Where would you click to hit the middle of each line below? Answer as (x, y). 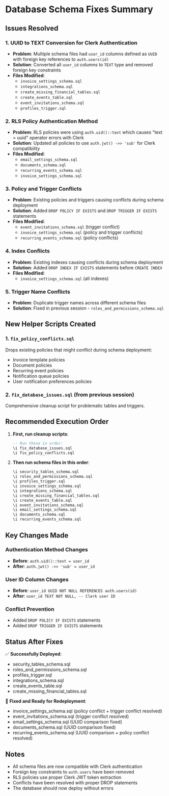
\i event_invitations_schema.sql (48, 505)
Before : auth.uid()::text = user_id (51, 561)
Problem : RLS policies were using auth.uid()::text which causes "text (88, 132)
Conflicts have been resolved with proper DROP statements (75, 783)
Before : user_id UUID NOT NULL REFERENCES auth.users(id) (75, 590)
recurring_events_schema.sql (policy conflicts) (69, 238)
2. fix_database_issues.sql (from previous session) (70, 395)
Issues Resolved (32, 28)
